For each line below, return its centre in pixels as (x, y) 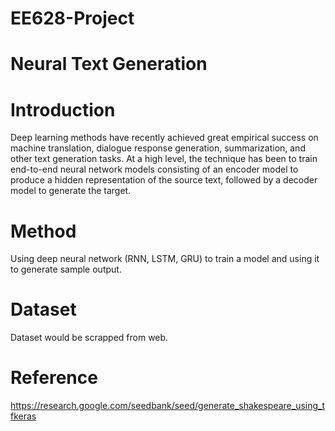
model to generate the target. (71, 191)
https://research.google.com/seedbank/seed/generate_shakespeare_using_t (168, 406)
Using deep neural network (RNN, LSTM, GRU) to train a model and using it (165, 259)
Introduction (63, 109)
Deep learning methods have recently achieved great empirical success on (164, 138)
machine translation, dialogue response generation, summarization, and (158, 148)
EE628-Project (72, 18)
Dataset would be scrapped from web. (89, 338)
